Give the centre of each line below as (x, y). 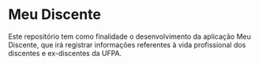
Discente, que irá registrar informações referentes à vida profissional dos (127, 44)
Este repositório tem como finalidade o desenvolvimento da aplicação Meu (129, 36)
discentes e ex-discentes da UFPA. (65, 53)
